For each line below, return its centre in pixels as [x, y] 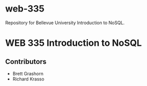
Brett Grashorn [28, 73]
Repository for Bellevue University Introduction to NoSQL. [65, 23]
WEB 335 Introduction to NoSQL [73, 43]
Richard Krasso [28, 79]
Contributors [26, 62]
